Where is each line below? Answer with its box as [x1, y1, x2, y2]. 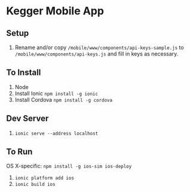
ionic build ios [14, 181, 56, 188]
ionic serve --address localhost [14, 130, 99, 136]
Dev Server [6, 114, 49, 124]
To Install [6, 68, 41, 78]
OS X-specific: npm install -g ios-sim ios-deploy [6, 163, 132, 170]
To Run [6, 147, 33, 157]
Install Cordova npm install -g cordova [14, 96, 112, 103]
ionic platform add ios [14, 175, 75, 181]
